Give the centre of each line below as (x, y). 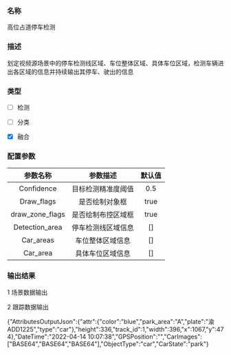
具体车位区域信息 (103, 254)
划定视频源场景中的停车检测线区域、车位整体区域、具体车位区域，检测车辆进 (115, 63)
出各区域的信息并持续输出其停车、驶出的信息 (70, 72)
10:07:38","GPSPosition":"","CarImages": (145, 336)
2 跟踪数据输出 (28, 307)
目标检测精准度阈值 (103, 189)
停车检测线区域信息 (103, 228)
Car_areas (38, 240)
